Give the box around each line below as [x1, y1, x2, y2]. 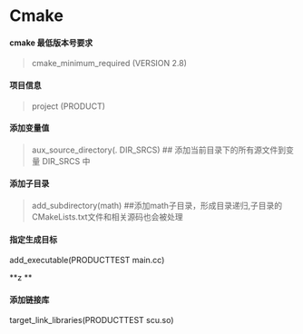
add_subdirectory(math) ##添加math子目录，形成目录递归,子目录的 [31, 201, 283, 211]
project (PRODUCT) [31, 101, 106, 112]
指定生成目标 [9, 233, 57, 245]
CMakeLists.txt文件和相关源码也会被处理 [31, 211, 183, 222]
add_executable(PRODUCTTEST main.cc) [9, 255, 165, 266]
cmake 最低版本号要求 [9, 37, 93, 48]
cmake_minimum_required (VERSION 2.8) [31, 58, 188, 69]
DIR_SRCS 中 [42, 155, 91, 166]
